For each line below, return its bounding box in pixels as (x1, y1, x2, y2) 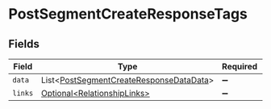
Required (221, 61, 258, 72)
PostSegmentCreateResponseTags (8, 5, 248, 23)
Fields (8, 37, 40, 51)
